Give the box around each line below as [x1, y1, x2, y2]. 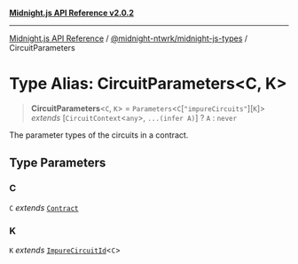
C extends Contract [9, 202, 79, 212]
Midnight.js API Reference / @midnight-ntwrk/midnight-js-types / [9, 33, 248, 44]
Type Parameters [9, 156, 106, 171]
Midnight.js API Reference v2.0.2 [9, 8, 135, 18]
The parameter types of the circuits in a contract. [9, 129, 189, 140]
